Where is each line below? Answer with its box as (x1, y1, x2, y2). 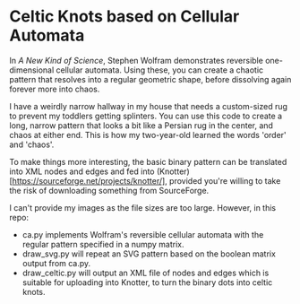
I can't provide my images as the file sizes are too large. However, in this (9, 202, 276, 213)
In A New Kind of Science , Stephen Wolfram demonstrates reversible (9, 55, 264, 65)
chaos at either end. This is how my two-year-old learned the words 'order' (9, 129, 287, 140)
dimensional (9, 65, 55, 75)
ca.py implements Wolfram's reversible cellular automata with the (21, 229, 264, 239)
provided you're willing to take (168, 175, 281, 186)
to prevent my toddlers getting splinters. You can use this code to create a (9, 110, 283, 121)
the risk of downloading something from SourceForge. (9, 185, 210, 195)
